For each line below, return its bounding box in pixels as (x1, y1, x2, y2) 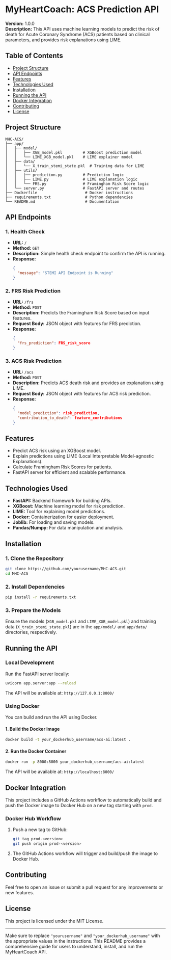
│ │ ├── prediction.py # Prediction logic (5, 172, 124, 177)
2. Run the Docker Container (5, 748, 67, 754)
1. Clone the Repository (5, 554, 64, 562)
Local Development (5, 659, 54, 666)
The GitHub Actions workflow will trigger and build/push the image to (12, 850, 158, 857)
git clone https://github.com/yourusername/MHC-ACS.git (5, 566, 126, 571)
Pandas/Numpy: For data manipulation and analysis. (12, 525, 124, 531)
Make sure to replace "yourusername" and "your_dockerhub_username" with (5, 932, 160, 939)
